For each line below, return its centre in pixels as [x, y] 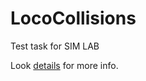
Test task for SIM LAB [55, 46]
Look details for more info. [64, 65]
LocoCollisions [73, 18]
